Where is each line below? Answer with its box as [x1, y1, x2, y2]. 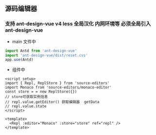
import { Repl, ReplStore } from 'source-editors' [5, 81, 110, 86]
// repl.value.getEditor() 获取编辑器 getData [5, 99, 100, 105]
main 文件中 [12, 39, 36, 44]
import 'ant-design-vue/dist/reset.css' [5, 53, 88, 58]
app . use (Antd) [5, 58, 34, 62]
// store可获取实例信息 [5, 95, 48, 99]
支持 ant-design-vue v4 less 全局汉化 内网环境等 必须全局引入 [5, 20, 151, 27]
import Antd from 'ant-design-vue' [5, 48, 77, 53]
